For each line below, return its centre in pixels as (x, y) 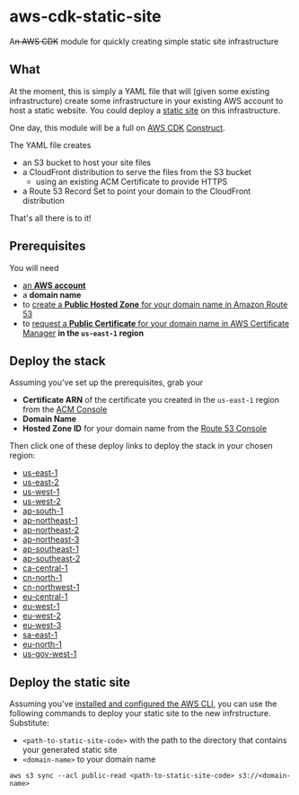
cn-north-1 (42, 578)
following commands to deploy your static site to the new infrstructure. (140, 713)
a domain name (52, 294)
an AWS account (54, 285)
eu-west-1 (41, 607)
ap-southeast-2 (51, 559)
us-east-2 (41, 483)
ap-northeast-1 (50, 520)
